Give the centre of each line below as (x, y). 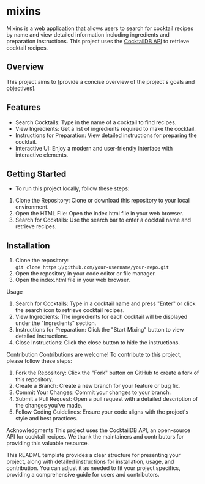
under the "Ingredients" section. (56, 323)
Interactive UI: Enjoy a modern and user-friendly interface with (94, 148)
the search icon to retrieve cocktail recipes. (70, 310)
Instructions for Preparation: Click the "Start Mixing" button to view (100, 330)
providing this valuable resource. (48, 443)
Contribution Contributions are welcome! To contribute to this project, (94, 355)
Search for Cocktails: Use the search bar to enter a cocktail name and (103, 220)
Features (24, 107)
